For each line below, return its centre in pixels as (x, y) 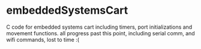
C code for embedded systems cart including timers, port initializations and (99, 27)
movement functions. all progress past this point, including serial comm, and (100, 33)
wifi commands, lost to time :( (43, 39)
